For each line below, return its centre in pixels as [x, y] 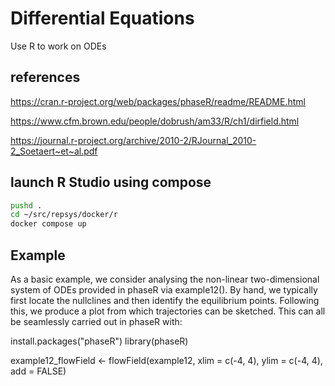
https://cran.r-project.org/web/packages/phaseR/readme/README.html [158, 101]
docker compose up [48, 224]
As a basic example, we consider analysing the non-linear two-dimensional [165, 279]
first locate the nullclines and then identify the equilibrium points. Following [165, 300]
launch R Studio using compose [111, 182]
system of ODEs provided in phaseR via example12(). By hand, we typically [164, 290]
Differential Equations [102, 18]
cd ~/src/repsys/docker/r [64, 215]
